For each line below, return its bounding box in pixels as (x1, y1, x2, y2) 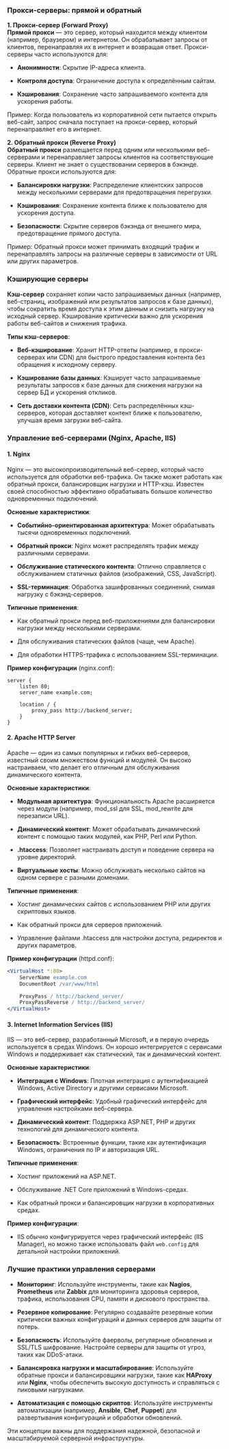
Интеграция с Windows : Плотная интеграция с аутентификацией (16, 1077, 208, 1085)
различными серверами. (16, 549, 90, 557)
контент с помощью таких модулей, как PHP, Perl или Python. (16, 832, 198, 840)
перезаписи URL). (16, 811, 70, 819)
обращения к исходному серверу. (16, 360, 118, 368)
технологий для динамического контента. (16, 1125, 139, 1134)
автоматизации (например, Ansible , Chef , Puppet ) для (16, 1406, 177, 1414)
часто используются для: (33, 50, 108, 58)
